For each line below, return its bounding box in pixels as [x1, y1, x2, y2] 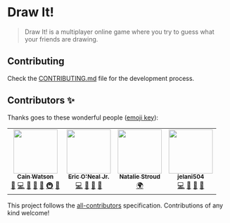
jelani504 [177, 173, 205, 181]
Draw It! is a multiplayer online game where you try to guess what [24, 27, 215, 36]
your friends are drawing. [24, 34, 98, 43]
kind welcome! [7, 208, 50, 217]
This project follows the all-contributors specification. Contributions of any [7, 201, 224, 210]
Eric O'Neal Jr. [68, 173, 110, 181]
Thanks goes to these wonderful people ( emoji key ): [7, 113, 159, 122]
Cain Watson [17, 173, 54, 181]
